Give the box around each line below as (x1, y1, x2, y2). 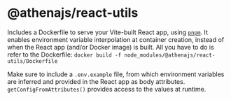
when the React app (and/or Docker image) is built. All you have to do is (7, 43, 215, 51)
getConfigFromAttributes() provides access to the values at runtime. (7, 85, 206, 93)
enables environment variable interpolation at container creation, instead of (7, 35, 225, 43)
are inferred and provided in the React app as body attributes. (7, 77, 185, 85)
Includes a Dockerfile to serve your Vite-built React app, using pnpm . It (7, 28, 209, 36)
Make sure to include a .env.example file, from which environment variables (7, 70, 225, 78)
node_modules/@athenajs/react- (124, 51, 216, 59)
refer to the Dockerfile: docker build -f (7, 50, 122, 59)
